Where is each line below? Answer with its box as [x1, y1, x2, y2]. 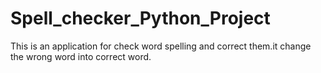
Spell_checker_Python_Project [10, 7, 271, 30]
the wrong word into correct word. [10, 50, 152, 62]
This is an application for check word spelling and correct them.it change [10, 40, 312, 52]
